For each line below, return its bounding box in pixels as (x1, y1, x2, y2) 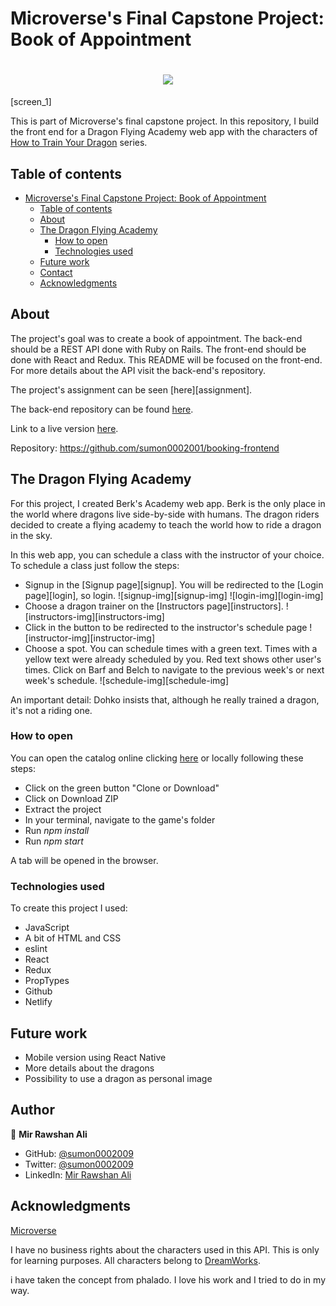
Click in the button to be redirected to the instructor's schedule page (24, 621, 308, 633)
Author (10, 1102, 55, 1119)
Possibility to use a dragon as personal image (24, 1072, 213, 1084)
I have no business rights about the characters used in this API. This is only (10, 1243, 320, 1256)
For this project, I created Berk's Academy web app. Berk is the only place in (10, 497, 326, 509)
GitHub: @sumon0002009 (24, 1147, 134, 1159)
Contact (39, 266, 73, 278)
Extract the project (24, 803, 102, 815)
